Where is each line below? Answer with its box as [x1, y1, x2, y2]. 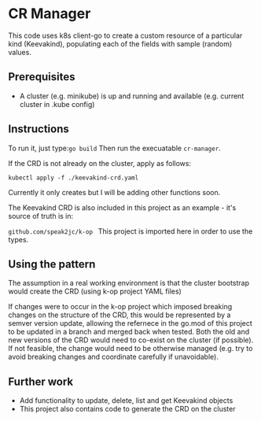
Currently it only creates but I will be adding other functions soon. [8, 187, 221, 197]
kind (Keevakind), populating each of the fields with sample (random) [8, 39, 233, 48]
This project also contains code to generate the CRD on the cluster [19, 404, 236, 414]
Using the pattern [8, 257, 96, 271]
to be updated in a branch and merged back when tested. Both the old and [8, 327, 250, 337]
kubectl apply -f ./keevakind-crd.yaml [8, 174, 139, 182]
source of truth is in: [8, 211, 74, 220]
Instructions [8, 123, 69, 136]
